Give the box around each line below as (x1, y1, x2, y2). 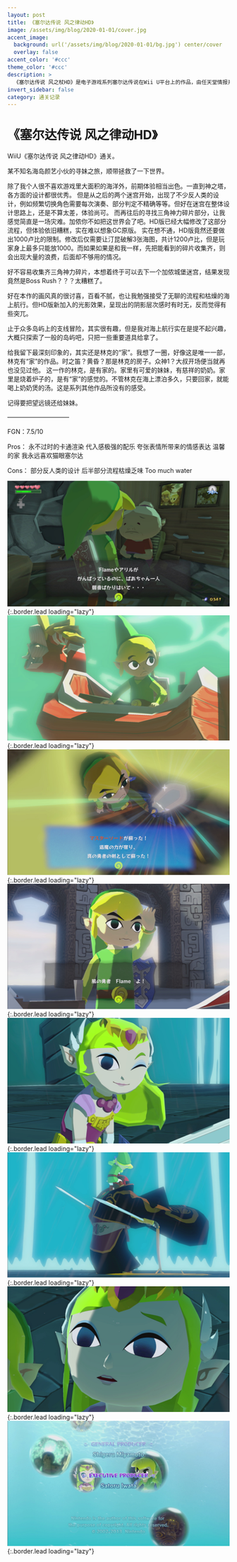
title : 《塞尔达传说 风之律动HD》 (7, 18, 94, 26)
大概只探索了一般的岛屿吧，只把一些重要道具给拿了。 (7, 333, 162, 342)
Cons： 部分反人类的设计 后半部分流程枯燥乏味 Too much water (7, 466, 193, 475)
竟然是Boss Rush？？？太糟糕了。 (7, 277, 107, 285)
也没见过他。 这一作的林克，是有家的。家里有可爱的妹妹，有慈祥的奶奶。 (7, 366, 219, 374)
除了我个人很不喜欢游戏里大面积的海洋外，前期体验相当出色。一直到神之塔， (7, 182, 230, 190)
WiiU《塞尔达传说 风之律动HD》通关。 (7, 152, 119, 161)
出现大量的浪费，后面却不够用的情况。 (13, 253, 125, 261)
